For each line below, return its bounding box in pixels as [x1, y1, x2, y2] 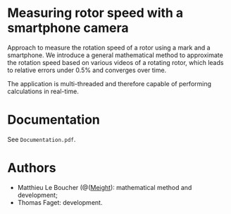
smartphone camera [7, 20, 129, 36]
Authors [7, 160, 56, 176]
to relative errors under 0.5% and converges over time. [7, 66, 167, 74]
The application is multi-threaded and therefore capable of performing [7, 79, 212, 88]
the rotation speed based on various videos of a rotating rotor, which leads [7, 58, 224, 66]
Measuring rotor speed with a [7, 5, 184, 21]
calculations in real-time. [7, 87, 79, 95]
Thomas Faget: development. [17, 198, 103, 206]
